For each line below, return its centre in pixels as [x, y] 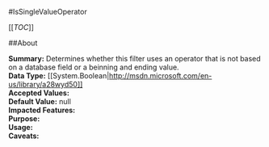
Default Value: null [40, 101]
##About [23, 43]
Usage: [21, 127]
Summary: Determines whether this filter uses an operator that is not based [134, 59]
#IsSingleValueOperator [48, 12]
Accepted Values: [39, 93]
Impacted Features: [42, 110]
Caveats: [24, 136]
